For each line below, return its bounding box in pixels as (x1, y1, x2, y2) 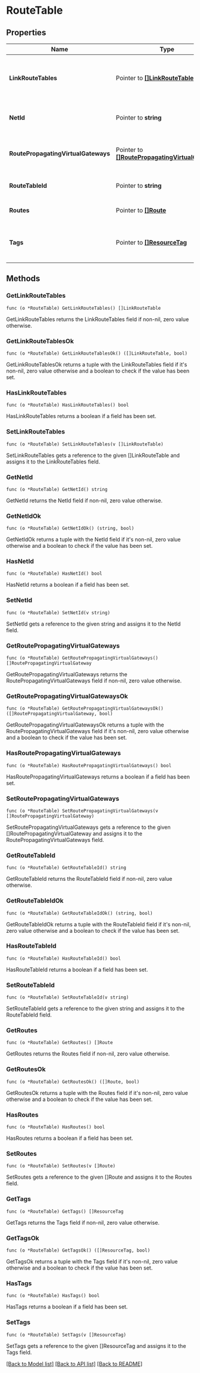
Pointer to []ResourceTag (115, 239, 187, 246)
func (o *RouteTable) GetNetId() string (6, 486, 108, 492)
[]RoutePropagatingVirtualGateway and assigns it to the (6, 829, 143, 837)
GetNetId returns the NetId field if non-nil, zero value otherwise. (6, 497, 162, 504)
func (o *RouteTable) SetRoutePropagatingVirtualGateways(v (6, 808, 159, 814)
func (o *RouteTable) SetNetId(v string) (6, 609, 111, 616)
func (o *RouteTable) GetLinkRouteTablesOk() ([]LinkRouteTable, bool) (6, 350, 187, 356)
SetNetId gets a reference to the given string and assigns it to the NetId (6, 620, 181, 627)
